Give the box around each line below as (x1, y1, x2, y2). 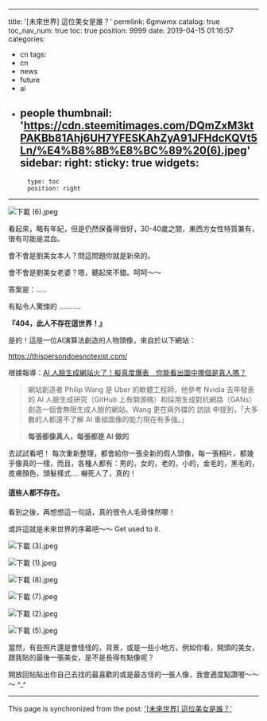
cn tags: (19, 49, 47, 59)
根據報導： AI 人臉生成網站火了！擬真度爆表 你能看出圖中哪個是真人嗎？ (8, 367, 247, 377)
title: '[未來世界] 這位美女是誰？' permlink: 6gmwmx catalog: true (8, 17, 220, 26)
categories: (8, 34, 45, 44)
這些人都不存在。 (8, 488, 64, 498)
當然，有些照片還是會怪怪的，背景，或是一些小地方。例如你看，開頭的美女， (8, 643, 259, 652)
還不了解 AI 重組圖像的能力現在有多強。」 (55, 414, 189, 424)
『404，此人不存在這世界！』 (8, 318, 106, 327)
